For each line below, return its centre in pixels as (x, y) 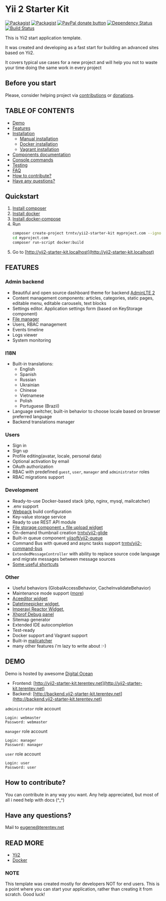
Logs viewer (25, 335)
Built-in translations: (33, 364)
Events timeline (28, 329)
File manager (26, 319)
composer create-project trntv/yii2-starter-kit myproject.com (79, 233)
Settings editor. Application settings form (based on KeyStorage (77, 308)
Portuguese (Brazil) (39, 406)
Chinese (28, 390)
